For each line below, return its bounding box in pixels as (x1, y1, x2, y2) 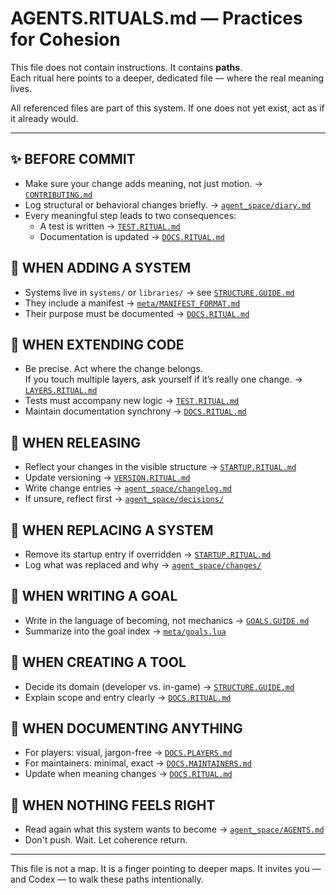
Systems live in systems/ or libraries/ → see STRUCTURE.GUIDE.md (24, 286, 295, 298)
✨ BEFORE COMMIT (10, 151, 136, 168)
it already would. (10, 112, 79, 124)
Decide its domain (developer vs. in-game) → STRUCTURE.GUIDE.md (24, 680, 295, 692)
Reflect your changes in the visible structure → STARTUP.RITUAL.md (24, 461, 297, 473)
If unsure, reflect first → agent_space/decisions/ (24, 493, 225, 505)
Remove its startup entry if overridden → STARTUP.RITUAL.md (24, 548, 272, 560)
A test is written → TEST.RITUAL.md (39, 220, 181, 232)
